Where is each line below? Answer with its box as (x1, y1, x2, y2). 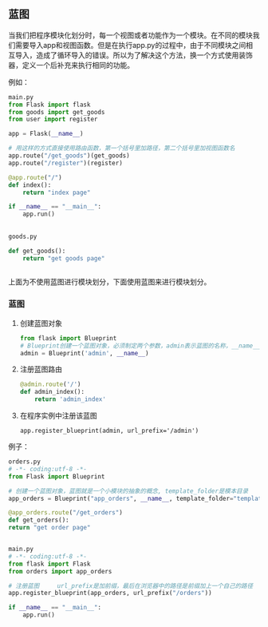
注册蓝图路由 (19, 364, 62, 374)
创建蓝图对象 (19, 318, 62, 327)
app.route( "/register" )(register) (8, 159, 124, 167)
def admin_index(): (19, 388, 85, 396)
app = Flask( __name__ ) (8, 130, 84, 138)
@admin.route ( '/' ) (19, 380, 81, 389)
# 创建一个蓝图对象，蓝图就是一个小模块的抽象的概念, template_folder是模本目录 (8, 486, 249, 495)
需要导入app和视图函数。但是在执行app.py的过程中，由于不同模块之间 (14, 40, 246, 50)
